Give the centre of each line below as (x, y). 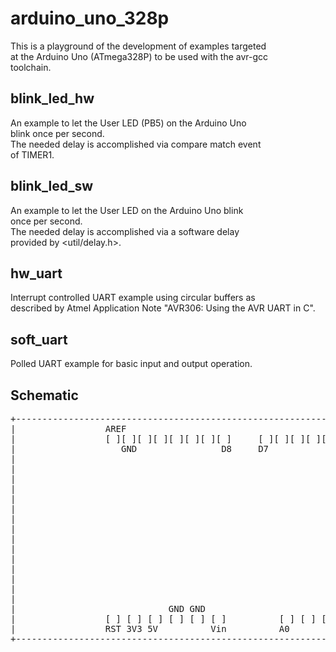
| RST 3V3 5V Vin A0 (150, 628)
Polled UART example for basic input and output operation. (131, 364)
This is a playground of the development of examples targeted (138, 46)
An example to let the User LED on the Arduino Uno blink (127, 210)
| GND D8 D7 (140, 448)
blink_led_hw (52, 98)
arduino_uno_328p (90, 18)
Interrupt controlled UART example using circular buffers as (133, 298)
